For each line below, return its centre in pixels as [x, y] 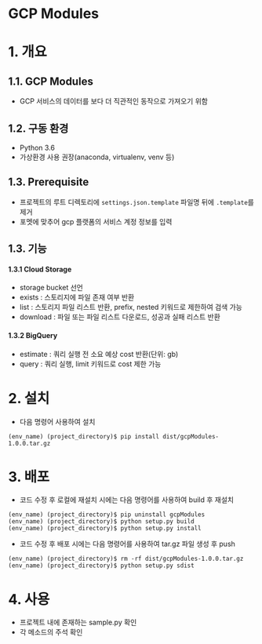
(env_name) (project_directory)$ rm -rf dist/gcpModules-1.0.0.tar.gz [126, 559]
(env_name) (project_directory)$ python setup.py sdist [101, 566]
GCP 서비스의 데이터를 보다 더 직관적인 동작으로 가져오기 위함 [113, 101]
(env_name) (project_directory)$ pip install [84, 436]
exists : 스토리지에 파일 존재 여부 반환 [77, 297]
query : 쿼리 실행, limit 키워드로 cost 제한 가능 [90, 364]
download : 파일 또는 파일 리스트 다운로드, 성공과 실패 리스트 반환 [120, 317]
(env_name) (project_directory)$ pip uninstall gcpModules [107, 515]
